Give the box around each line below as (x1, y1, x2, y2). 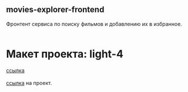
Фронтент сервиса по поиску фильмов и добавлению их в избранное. (6, 20, 182, 27)
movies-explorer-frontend (6, 5, 105, 15)
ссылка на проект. (6, 79, 52, 86)
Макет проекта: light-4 (6, 47, 123, 61)
